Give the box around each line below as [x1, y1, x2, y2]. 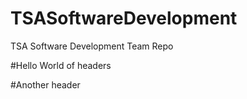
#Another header [10, 78, 81, 91]
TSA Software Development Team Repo [10, 40, 174, 52]
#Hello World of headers [10, 59, 112, 71]
